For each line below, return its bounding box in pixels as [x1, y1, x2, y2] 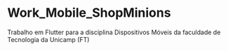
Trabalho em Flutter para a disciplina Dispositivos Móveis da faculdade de [7, 28, 221, 36]
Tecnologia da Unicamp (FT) [7, 35, 90, 43]
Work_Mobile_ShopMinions [7, 5, 171, 21]
